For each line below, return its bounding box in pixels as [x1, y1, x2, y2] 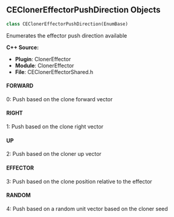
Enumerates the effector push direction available [6, 32, 127, 39]
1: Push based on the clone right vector [6, 123, 104, 130]
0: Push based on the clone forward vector [6, 95, 113, 102]
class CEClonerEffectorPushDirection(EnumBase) [6, 21, 129, 27]
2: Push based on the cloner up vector [6, 150, 101, 158]
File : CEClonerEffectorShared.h [14, 68, 94, 75]
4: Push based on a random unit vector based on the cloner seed [6, 205, 168, 212]
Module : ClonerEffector [14, 62, 74, 69]
